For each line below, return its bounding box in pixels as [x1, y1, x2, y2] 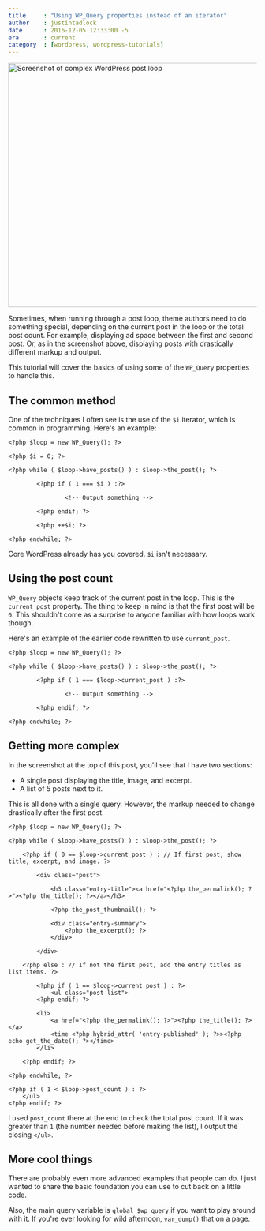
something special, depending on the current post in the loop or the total [8, 322, 244, 332]
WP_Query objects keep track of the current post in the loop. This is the [8, 593, 235, 602]
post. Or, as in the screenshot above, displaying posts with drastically [8, 339, 234, 348]
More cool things [8, 1152, 93, 1165]
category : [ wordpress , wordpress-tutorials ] [8, 41, 164, 49]
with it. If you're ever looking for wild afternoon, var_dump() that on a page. [8, 1214, 251, 1224]
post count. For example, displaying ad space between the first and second [8, 331, 254, 340]
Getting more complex [8, 739, 120, 752]
